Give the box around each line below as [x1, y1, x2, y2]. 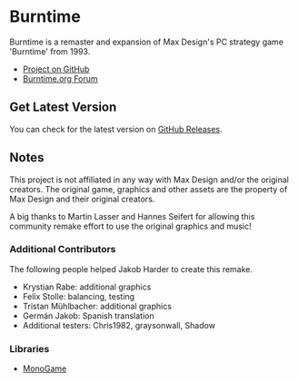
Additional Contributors [9, 243, 116, 256]
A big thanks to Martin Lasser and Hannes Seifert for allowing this [9, 211, 255, 221]
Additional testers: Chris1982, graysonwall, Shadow [22, 319, 216, 330]
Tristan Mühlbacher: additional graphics [22, 300, 173, 311]
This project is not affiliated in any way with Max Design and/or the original [9, 174, 289, 185]
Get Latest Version [9, 100, 117, 115]
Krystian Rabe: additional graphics [22, 281, 152, 292]
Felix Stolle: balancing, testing [22, 290, 134, 301]
